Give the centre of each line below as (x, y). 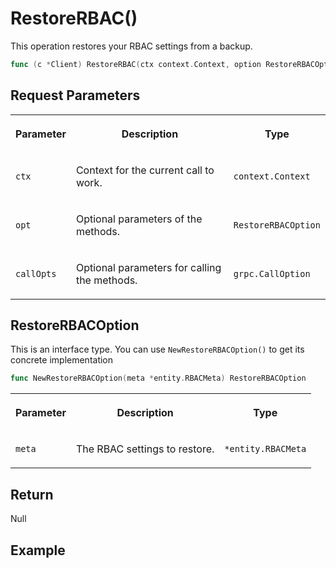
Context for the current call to (145, 170)
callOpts (36, 273)
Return (32, 494)
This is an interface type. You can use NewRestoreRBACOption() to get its (157, 349)
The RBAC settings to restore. (145, 449)
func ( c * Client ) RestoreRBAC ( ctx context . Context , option (136, 64)
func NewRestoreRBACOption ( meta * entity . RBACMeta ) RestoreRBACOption (158, 378)
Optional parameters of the (139, 219)
